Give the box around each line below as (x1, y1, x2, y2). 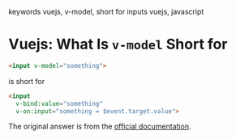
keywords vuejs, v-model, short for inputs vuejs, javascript (8, 7, 204, 16)
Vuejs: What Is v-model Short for (8, 36, 228, 53)
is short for (8, 76, 45, 86)
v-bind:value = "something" (15, 99, 104, 107)
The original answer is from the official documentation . (8, 121, 191, 132)
